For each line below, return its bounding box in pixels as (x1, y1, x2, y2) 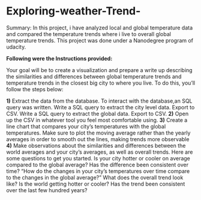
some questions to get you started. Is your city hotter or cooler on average (6, 154, 191, 162)
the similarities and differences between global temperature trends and (6, 73, 182, 80)
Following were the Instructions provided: (6, 55, 113, 62)
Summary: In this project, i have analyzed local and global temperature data (6, 24, 193, 31)
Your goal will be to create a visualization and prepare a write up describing (6, 66, 193, 73)
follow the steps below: (6, 85, 64, 92)
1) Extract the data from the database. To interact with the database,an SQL (6, 97, 193, 105)
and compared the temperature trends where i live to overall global (6, 30, 171, 37)
